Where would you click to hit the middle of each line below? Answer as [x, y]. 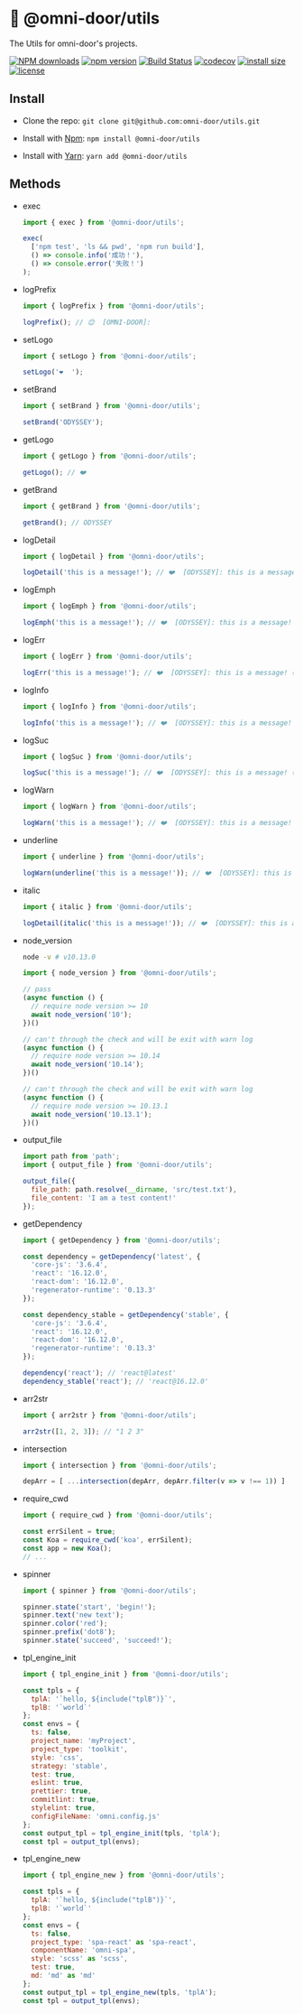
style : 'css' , [57, 1758]
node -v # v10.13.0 [59, 957]
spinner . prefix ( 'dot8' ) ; [69, 1632]
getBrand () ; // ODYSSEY [67, 523]
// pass [37, 989]
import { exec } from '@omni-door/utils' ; [103, 222]
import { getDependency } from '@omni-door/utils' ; [121, 1240]
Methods [35, 184]
